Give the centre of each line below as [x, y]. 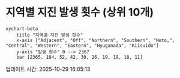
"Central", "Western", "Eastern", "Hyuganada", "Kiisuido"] [82, 46]
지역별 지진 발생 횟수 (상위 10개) [80, 12]
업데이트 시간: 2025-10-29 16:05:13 [48, 69]
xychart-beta [22, 28]
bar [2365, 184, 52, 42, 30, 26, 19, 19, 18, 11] [80, 57]
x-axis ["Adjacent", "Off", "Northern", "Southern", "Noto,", [96, 40]
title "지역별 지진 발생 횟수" [50, 35]
